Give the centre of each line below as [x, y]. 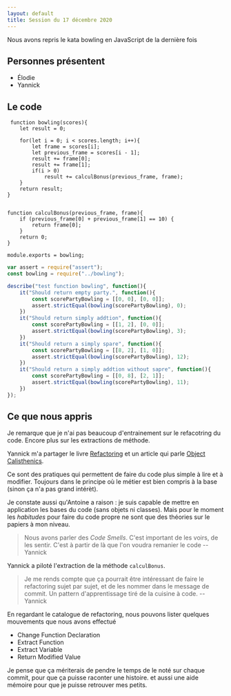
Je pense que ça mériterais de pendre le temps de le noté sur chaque [106, 671]
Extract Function [40, 642]
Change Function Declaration [59, 635]
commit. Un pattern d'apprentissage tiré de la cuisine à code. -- [114, 594]
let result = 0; [43, 129]
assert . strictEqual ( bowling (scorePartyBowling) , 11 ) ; [111, 382]
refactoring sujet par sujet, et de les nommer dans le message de [117, 586]
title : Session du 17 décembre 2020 [60, 20]
